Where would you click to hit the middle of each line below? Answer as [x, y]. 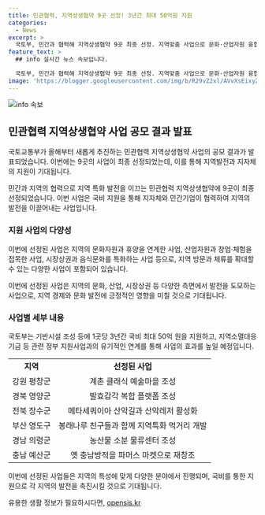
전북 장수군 [32, 411]
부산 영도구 [32, 426]
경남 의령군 [32, 440]
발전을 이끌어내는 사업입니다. [52, 208]
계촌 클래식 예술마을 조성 [132, 381]
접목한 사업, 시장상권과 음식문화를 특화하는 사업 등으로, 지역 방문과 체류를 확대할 [131, 259]
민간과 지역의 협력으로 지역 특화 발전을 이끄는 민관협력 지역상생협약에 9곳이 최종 [131, 188]
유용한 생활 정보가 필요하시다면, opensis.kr [75, 503]
